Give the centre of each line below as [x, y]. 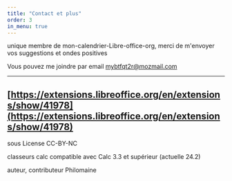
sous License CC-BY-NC [42, 143]
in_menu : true [28, 26]
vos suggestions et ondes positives [57, 53]
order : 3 [20, 20]
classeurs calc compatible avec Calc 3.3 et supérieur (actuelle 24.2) [104, 157]
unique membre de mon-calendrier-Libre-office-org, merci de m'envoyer [111, 46]
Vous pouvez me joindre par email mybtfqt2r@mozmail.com [92, 67]
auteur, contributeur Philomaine [52, 170]
